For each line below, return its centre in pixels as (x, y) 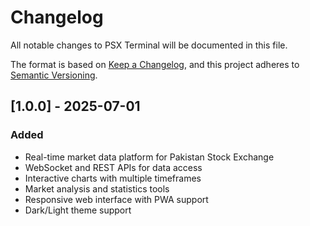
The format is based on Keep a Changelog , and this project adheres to (155, 64)
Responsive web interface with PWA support (116, 199)
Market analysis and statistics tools (97, 188)
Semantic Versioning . (54, 75)
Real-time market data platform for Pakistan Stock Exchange (149, 157)
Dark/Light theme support (78, 210)
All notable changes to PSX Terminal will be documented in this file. (149, 45)
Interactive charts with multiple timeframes (113, 178)
